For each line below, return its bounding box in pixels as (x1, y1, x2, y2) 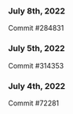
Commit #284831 (8, 24, 64, 33)
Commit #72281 (8, 98, 60, 108)
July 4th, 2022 (8, 80, 66, 91)
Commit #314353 (8, 61, 64, 70)
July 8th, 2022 (8, 6, 65, 17)
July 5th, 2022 (8, 43, 65, 54)
